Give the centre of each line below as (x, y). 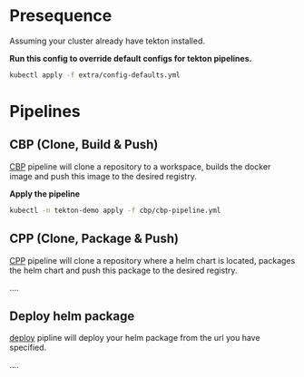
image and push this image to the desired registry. (103, 176)
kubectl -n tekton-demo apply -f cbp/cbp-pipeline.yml (115, 210)
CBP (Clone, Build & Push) (84, 145)
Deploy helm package (72, 316)
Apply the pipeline (44, 193)
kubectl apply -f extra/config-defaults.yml (95, 75)
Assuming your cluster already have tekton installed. (108, 41)
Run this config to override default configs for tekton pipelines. (131, 58)
